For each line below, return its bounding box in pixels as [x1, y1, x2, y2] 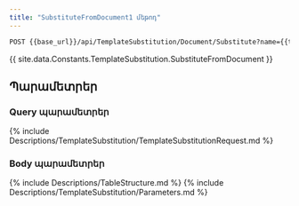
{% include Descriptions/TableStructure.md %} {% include [9, 178, 224, 188]
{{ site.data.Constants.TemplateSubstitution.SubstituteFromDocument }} [9, 53, 273, 64]
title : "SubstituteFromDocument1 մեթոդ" [9, 12, 162, 22]
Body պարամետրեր [9, 157, 105, 170]
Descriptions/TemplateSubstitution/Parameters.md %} [9, 187, 208, 198]
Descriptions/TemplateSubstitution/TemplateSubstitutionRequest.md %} [9, 135, 274, 147]
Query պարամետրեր [9, 106, 109, 118]
